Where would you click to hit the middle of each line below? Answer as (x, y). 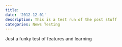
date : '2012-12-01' (26, 15)
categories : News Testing (33, 24)
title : (12, 10)
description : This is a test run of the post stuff (61, 19)
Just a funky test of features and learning (49, 39)
